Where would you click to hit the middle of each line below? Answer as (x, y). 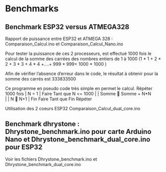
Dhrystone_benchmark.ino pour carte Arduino (78, 132)
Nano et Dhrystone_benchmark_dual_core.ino (78, 140)
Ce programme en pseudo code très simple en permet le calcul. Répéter (79, 88)
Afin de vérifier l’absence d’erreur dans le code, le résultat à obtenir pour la (82, 74)
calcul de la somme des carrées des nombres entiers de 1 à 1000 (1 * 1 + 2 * (83, 59)
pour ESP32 (24, 147)
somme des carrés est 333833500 (41, 79)
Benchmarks (32, 9)
